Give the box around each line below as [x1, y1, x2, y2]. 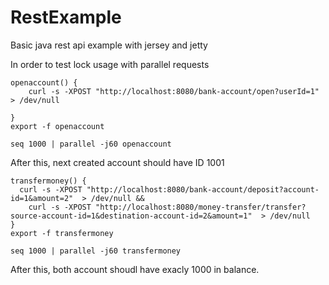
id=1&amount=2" [10, 193, 74, 203]
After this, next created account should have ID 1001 [10, 156, 225, 168]
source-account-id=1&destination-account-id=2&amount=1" [10, 211, 253, 221]
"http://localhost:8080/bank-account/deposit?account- [86, 184, 320, 195]
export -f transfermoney [10, 228, 114, 238]
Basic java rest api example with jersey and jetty [10, 39, 208, 51]
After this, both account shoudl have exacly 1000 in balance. [10, 263, 260, 275]
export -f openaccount [10, 121, 105, 131]
